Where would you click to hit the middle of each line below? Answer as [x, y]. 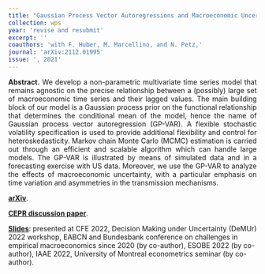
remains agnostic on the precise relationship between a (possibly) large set [132, 90]
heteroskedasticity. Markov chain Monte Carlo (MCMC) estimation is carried [132, 141]
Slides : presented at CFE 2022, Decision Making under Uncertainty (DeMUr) [132, 228]
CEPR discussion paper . [48, 213]
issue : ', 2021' [35, 60]
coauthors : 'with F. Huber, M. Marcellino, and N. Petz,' [105, 45]
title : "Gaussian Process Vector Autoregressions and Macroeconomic [123, 15]
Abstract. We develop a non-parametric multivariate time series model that [132, 82]
